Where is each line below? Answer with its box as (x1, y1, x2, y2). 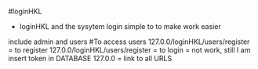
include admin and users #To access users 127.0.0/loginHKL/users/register (8, 37, 250, 46)
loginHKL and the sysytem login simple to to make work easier (19, 22, 221, 31)
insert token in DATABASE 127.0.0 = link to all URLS (8, 54, 173, 63)
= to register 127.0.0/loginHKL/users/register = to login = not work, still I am (8, 45, 251, 54)
